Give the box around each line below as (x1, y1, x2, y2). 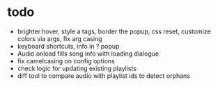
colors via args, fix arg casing (17, 34, 102, 42)
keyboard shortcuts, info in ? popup (17, 42, 120, 50)
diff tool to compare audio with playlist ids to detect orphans (17, 71, 190, 80)
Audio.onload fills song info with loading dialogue (17, 49, 159, 58)
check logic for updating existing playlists (17, 64, 137, 72)
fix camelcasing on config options (17, 56, 115, 65)
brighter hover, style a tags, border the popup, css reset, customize (17, 27, 211, 35)
